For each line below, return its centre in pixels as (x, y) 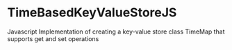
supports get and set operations (53, 38)
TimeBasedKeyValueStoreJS (92, 13)
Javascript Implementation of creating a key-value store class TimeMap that (116, 32)
